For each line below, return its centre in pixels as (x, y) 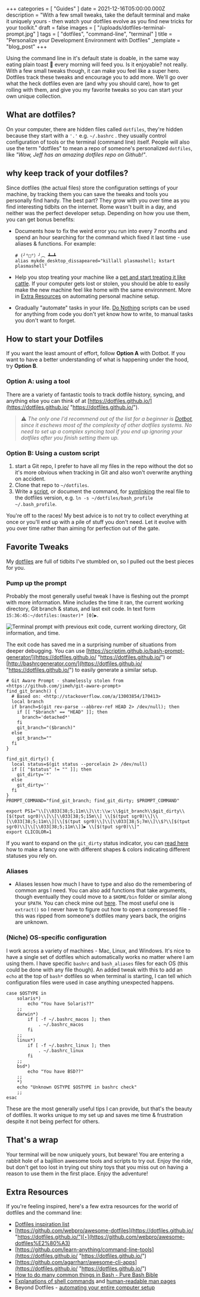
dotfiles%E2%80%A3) (42, 1243)
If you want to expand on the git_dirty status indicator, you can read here (97, 843)
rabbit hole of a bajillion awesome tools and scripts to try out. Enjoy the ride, (99, 1161)
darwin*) (28, 1014)
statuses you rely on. (32, 856)
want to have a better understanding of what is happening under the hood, (98, 359)
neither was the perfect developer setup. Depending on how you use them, (98, 213)
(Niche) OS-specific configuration (57, 938)
